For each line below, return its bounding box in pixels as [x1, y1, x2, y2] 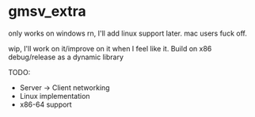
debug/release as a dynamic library [8, 52, 124, 62]
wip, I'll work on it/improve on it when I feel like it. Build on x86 [8, 43, 212, 53]
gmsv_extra [8, 2, 87, 21]
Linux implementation [19, 91, 90, 100]
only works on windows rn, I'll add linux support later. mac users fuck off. [8, 28, 247, 38]
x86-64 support [19, 100, 73, 109]
